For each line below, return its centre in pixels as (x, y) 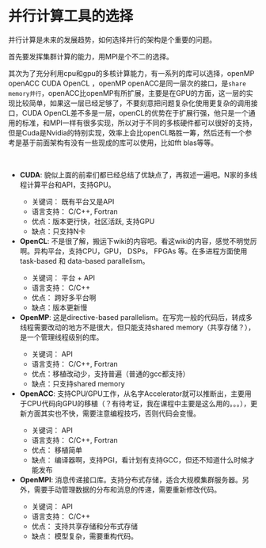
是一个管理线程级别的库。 (61, 337)
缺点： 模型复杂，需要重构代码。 (85, 536)
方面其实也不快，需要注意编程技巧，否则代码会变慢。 (113, 413)
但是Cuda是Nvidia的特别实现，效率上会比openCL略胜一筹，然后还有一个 (127, 132)
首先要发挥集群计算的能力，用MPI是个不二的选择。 (91, 56)
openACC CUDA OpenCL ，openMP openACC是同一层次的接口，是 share (127, 83)
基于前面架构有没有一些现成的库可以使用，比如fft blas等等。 (120, 143)
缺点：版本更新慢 (59, 307)
